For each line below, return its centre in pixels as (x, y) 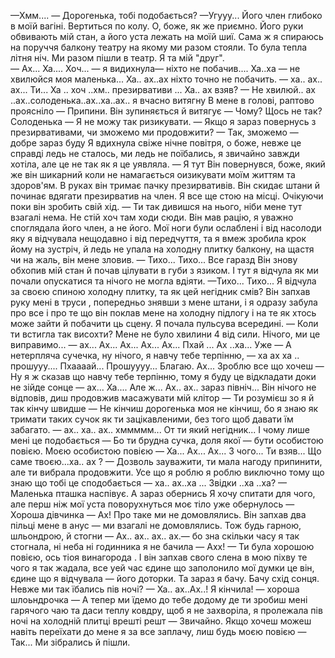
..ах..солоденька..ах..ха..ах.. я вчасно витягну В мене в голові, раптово (162, 100)
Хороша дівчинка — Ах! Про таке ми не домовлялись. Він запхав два (158, 514)
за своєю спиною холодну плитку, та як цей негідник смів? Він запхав (160, 291)
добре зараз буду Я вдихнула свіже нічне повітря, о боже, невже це (156, 143)
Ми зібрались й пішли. (82, 642)
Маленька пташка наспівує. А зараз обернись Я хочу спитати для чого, (163, 493)
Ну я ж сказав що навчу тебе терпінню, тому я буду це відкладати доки (163, 376)
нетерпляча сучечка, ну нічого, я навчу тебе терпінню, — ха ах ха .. (155, 355)
